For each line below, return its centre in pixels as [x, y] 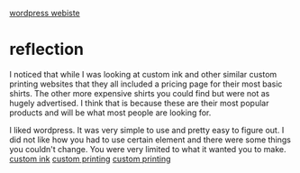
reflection [46, 50]
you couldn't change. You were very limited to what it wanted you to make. [148, 149]
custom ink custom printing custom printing [90, 159]
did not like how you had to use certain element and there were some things [150, 140]
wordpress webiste [45, 13]
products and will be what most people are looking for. [110, 113]
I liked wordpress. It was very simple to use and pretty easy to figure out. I [147, 130]
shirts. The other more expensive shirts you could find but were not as [140, 93]
